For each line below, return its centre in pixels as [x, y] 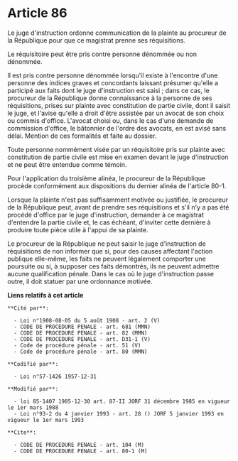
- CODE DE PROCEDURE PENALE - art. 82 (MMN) [81, 333]
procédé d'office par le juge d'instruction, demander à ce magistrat [106, 215]
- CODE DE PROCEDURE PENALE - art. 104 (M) [79, 445]
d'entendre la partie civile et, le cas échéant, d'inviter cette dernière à [109, 222]
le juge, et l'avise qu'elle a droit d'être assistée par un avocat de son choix [116, 113]
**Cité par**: [28, 308]
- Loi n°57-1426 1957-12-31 [55, 376]
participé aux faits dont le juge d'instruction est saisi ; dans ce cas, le [108, 90]
